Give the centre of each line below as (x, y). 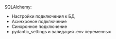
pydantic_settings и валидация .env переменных (61, 32)
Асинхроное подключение (39, 21)
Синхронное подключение (39, 26)
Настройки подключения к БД (43, 16)
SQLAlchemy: (18, 7)
